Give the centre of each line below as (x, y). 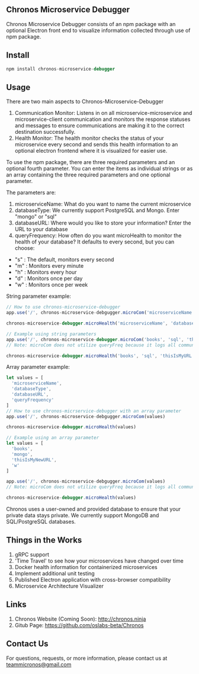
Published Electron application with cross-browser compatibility (93, 579)
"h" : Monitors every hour (46, 272)
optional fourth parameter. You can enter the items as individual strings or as (99, 169)
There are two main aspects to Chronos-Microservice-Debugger (85, 102)
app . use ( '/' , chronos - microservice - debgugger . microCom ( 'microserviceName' (100, 313)
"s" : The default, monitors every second (64, 259)
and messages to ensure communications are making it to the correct (99, 126)
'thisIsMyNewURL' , (34, 460)
